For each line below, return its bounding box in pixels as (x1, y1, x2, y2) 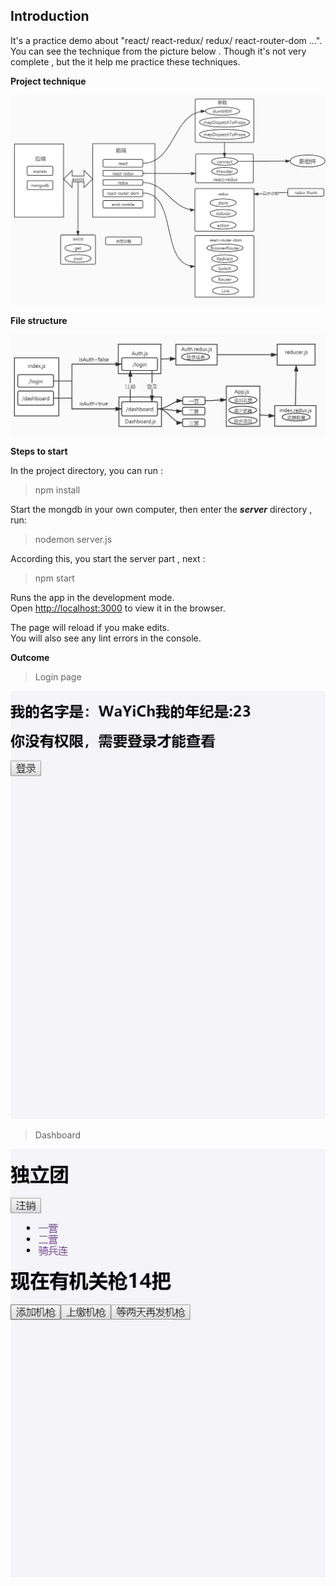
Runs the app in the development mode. (10, 591, 175, 603)
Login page (34, 670, 82, 683)
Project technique (10, 75, 87, 87)
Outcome (10, 651, 50, 663)
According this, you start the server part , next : (10, 552, 206, 564)
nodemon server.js (34, 533, 113, 545)
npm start (34, 572, 75, 584)
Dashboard (34, 1129, 82, 1141)
